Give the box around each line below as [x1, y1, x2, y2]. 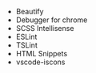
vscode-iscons [15, 57, 66, 67]
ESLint [15, 32, 38, 41]
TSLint [15, 40, 38, 50]
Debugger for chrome [15, 15, 88, 25]
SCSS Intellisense [15, 24, 74, 33]
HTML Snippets [15, 49, 68, 58]
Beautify [15, 7, 44, 16]
